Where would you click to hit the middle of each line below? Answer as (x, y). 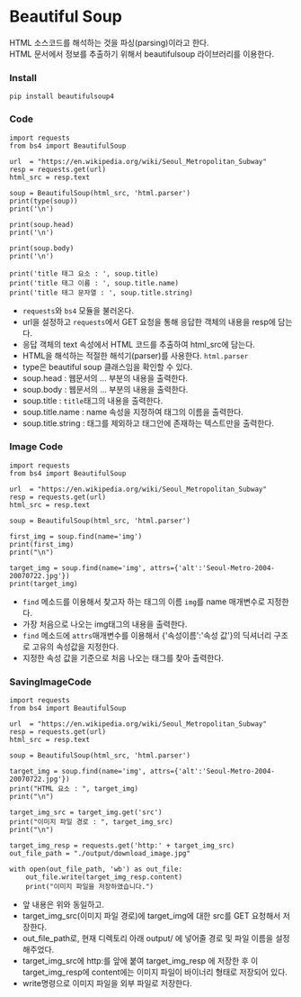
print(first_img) (42, 544)
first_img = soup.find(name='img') (76, 536)
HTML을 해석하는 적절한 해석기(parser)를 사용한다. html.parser (135, 355)
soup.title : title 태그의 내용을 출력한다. (93, 400)
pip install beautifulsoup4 (62, 96)
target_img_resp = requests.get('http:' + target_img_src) (122, 846)
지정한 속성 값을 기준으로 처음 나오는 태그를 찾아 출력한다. (123, 657)
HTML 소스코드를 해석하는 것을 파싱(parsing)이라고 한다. (109, 42)
